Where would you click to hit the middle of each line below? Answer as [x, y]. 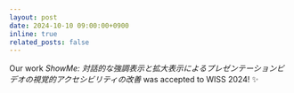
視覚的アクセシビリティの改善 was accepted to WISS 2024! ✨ [146, 80]
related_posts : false [49, 42]
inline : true [33, 34]
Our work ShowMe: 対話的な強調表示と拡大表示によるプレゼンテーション [143, 68]
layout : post [33, 17]
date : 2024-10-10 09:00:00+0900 [69, 26]
